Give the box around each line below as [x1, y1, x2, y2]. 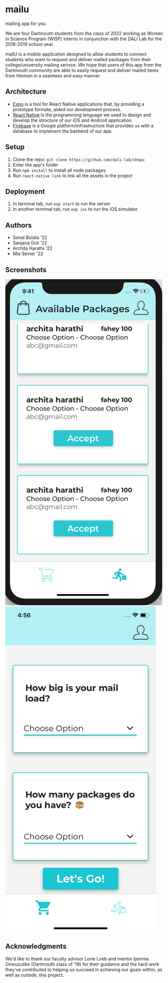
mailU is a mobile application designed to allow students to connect [5, 51, 147, 57]
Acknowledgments [5, 942, 67, 951]
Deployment [5, 187, 45, 196]
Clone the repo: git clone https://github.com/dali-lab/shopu [12, 156, 145, 162]
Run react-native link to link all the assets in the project [12, 172, 133, 179]
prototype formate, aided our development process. [12, 106, 122, 113]
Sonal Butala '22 [12, 234, 47, 240]
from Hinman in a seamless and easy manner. [5, 72, 101, 78]
